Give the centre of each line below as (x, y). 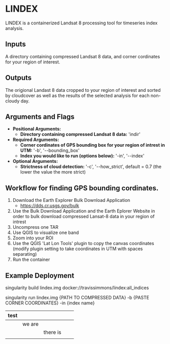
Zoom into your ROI (33, 238)
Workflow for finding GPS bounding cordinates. (82, 188)
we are (31, 324)
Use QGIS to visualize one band (46, 233)
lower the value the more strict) (53, 172)
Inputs (16, 44)
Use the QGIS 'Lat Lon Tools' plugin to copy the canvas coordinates (83, 244)
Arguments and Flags (40, 116)
